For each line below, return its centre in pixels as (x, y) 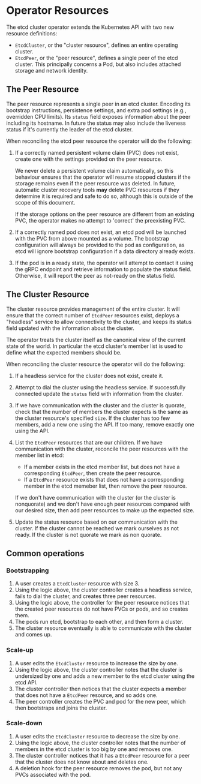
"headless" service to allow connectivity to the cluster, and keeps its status (99, 322)
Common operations (45, 553)
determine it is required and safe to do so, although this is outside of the (104, 196)
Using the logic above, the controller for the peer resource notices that (102, 603)
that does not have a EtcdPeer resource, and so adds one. (86, 695)
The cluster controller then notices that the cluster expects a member (100, 689)
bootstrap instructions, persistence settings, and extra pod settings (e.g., (96, 110)
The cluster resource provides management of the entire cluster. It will (93, 309)
